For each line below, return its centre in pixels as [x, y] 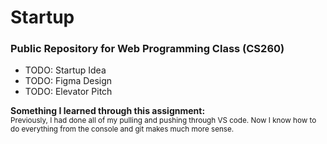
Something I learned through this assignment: [108, 111]
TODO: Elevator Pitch [68, 92]
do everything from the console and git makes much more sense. [122, 129]
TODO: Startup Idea [65, 70]
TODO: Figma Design [68, 81]
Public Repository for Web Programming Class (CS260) [147, 49]
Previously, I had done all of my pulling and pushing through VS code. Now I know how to [163, 121]
